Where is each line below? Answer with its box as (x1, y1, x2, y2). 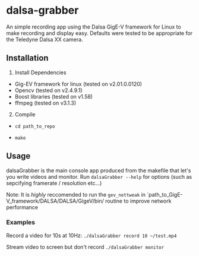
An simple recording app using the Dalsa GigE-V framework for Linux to (6, 23, 181, 30)
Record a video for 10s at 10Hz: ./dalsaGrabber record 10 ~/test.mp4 (6, 232, 177, 239)
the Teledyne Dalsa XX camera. (6, 36, 83, 43)
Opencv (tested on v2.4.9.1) (14, 87, 83, 94)
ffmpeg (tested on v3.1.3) (14, 99, 77, 106)
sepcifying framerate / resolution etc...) (6, 179, 102, 187)
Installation (6, 53, 49, 63)
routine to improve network (105, 197, 172, 204)
